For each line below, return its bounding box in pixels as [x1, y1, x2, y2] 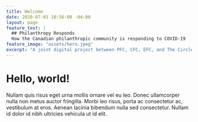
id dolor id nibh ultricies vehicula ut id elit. [6, 110, 107, 117]
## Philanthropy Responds [11, 30, 75, 36]
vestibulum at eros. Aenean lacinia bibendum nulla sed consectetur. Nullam [6, 104, 189, 111]
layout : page [6, 19, 38, 25]
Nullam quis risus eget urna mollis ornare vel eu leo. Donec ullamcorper [6, 91, 180, 99]
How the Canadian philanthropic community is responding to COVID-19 [11, 36, 186, 42]
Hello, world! [6, 72, 70, 85]
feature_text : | [6, 25, 46, 31]
